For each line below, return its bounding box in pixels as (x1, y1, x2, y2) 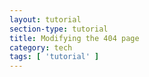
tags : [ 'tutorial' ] (9, 52, 100, 62)
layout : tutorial (9, 14, 82, 25)
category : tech (9, 42, 73, 53)
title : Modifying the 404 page (9, 33, 140, 43)
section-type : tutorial (9, 24, 109, 34)
